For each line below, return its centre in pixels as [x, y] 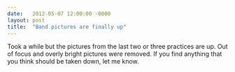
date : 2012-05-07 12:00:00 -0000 [59, 14]
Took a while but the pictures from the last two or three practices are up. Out [117, 47]
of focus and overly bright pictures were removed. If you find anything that [115, 54]
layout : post [26, 20]
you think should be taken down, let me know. [73, 62]
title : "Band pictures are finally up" [67, 27]
